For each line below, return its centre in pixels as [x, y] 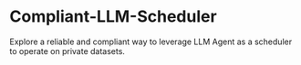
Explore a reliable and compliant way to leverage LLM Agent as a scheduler [151, 42]
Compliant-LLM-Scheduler [113, 17]
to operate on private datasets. [67, 51]
